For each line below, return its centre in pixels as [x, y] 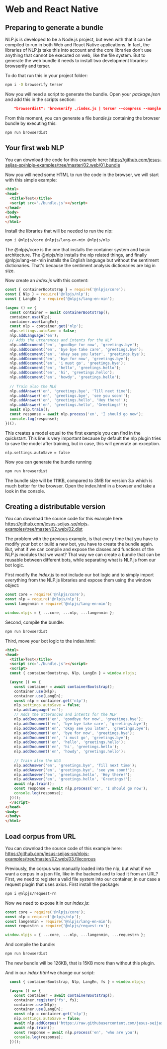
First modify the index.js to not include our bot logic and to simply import [80, 575]
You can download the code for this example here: [57, 160]
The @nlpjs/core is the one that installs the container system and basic [78, 250]
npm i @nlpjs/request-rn [31, 893]
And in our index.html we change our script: [50, 973]
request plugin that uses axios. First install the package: [62, 884]
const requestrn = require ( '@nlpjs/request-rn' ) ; [58, 926]
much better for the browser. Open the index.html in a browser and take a [80, 485]
